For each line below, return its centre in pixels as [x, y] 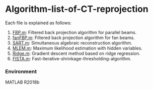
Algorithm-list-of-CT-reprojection [77, 9]
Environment [21, 71]
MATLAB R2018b [22, 82]
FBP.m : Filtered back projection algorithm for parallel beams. [74, 32]
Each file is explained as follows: [38, 23]
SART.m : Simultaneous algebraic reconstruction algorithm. [72, 43]
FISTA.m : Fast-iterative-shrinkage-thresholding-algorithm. [72, 58]
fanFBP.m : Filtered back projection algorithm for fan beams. [74, 38]
